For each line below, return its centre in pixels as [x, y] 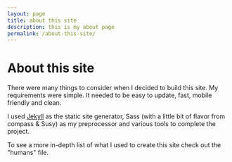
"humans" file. [28, 153]
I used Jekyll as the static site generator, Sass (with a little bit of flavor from [116, 116]
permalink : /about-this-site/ [52, 33]
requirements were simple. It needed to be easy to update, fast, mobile [110, 95]
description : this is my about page [61, 27]
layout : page [26, 14]
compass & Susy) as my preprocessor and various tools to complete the [112, 124]
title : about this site [42, 20]
